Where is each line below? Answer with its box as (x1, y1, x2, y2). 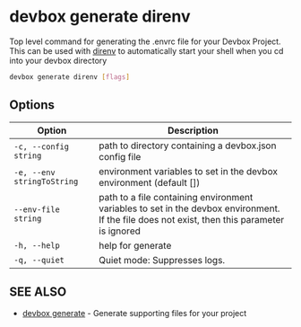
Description (167, 124, 219, 137)
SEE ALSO (9, 285, 67, 300)
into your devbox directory (9, 55, 107, 66)
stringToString (13, 176, 79, 186)
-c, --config (13, 141, 70, 152)
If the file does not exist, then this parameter (98, 213, 285, 225)
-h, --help (13, 240, 60, 251)
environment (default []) (98, 176, 201, 189)
